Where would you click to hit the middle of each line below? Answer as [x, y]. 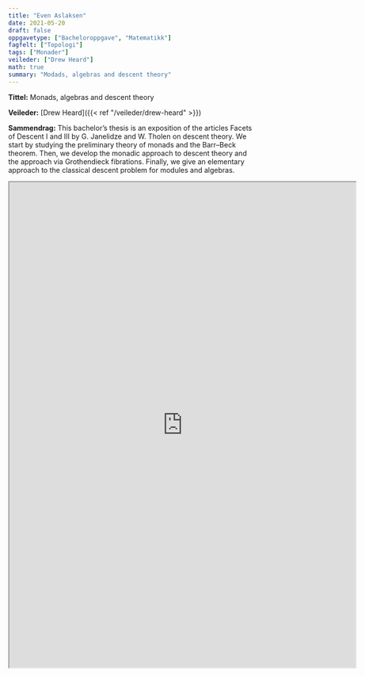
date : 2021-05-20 [37, 23]
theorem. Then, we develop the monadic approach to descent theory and [127, 153]
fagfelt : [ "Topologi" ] [46, 45]
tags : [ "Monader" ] [38, 52]
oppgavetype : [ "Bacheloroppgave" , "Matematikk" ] [90, 38]
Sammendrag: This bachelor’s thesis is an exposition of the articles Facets [130, 128]
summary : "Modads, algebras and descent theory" [90, 75]
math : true [26, 67]
